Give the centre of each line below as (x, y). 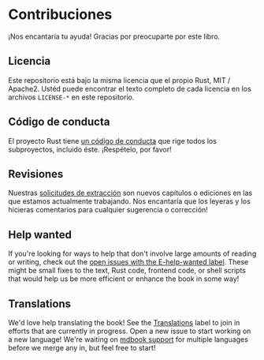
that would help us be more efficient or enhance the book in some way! (124, 279)
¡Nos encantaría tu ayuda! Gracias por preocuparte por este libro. (114, 36)
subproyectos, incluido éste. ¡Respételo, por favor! (90, 149)
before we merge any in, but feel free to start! (82, 348)
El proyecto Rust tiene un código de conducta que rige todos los (112, 141)
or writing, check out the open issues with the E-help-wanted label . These (128, 262)
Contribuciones (60, 15)
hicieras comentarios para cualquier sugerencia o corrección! (108, 210)
